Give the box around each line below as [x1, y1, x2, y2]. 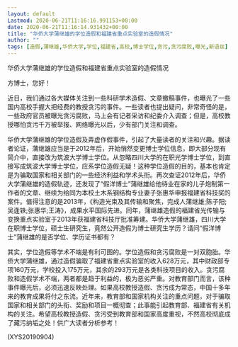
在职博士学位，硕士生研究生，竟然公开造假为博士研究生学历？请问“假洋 [7, 224, 215, 232]
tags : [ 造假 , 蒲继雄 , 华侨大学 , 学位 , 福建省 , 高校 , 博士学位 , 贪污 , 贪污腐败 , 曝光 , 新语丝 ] [7, 43, 228, 50]
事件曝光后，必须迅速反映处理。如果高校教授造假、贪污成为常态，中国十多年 [7, 283, 231, 291]
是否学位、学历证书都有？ [41, 233, 116, 241]
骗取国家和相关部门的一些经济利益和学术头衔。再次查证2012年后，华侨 [19, 171, 227, 179]
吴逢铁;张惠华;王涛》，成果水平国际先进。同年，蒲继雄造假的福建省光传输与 [7, 206, 225, 215]
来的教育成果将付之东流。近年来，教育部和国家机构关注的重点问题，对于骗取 [7, 292, 231, 300]
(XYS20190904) [7, 333, 55, 341]
